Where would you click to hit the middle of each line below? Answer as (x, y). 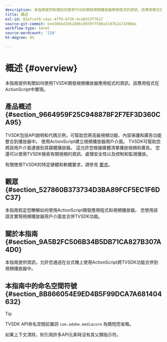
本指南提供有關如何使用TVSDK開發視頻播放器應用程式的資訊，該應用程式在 (82, 83)
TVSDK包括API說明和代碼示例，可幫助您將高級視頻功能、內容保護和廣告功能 (83, 135)
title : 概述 (17, 14)
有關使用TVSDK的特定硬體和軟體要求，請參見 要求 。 (59, 164)
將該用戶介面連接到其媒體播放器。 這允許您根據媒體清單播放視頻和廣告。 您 (83, 147)
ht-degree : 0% (20, 38)
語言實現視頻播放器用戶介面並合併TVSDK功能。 (54, 216)
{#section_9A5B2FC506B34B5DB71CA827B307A (83, 242)
